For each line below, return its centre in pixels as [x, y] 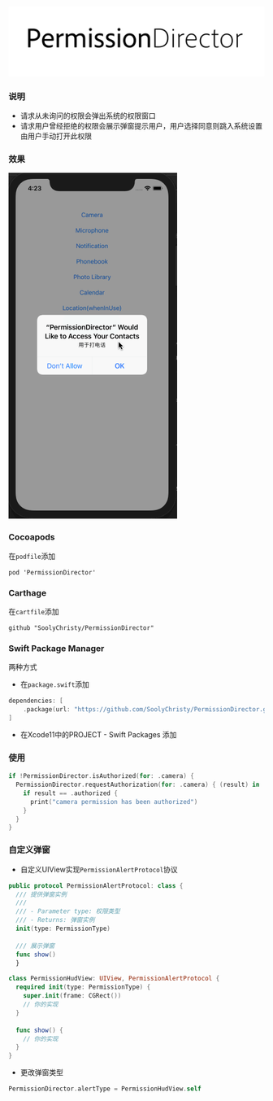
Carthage [28, 592]
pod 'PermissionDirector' [52, 572]
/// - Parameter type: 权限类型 [68, 911]
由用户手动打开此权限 [56, 136]
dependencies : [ [36, 701]
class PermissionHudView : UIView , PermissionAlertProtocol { [114, 979]
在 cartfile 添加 [34, 612]
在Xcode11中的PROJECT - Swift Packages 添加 [98, 734]
